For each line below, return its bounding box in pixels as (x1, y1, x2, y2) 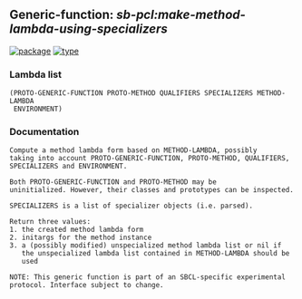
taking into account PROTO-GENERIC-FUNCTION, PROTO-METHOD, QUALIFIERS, (9, 154, 290, 163)
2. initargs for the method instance (9, 233, 152, 243)
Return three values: (9, 217, 92, 227)
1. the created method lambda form (9, 226, 144, 235)
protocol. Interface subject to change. (9, 281, 165, 290)
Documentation (9, 126, 80, 139)
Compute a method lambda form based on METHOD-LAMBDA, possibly (9, 146, 258, 155)
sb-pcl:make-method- (116, 7, 247, 23)
